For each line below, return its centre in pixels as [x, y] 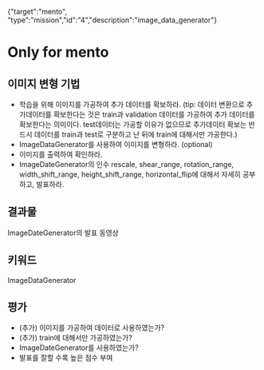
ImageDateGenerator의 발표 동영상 [63, 233]
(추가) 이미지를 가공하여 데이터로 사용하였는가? [92, 328]
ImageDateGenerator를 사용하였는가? [79, 348]
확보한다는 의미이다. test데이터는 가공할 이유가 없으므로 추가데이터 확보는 [133, 124]
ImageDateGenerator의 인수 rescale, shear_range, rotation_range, [126, 164]
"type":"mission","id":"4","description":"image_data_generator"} [112, 20]
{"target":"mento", [37, 12]
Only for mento [58, 52]
